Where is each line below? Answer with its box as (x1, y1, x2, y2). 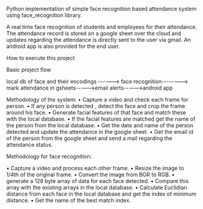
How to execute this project (6, 55, 75, 61)
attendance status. (6, 141, 53, 148)
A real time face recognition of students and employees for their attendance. (6, 24, 197, 30)
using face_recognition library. (6, 12, 82, 19)
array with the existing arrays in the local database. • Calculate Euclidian (6, 184, 187, 191)
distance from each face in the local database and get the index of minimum (6, 190, 197, 197)
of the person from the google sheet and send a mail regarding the (6, 134, 173, 142)
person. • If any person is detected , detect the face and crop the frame (6, 102, 185, 110)
